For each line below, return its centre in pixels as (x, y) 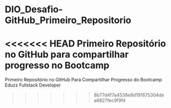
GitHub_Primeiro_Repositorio (68, 20)
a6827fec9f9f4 (110, 100)
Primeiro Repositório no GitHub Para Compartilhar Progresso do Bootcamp (83, 80)
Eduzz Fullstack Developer (33, 85)
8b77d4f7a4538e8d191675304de (129, 95)
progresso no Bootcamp (57, 66)
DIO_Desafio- (34, 9)
